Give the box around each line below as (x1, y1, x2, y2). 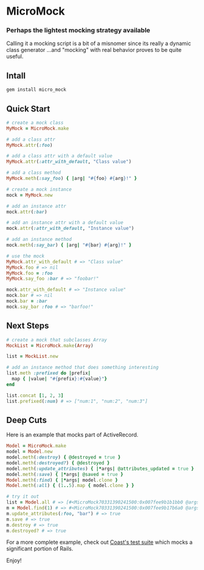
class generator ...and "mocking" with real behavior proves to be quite (6, 46, 182, 54)
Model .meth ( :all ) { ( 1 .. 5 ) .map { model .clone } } (6, 483, 135, 489)
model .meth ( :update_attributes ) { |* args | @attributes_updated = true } (6, 465, 194, 472)
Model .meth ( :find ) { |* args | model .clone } (6, 477, 118, 483)
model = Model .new (6, 449, 53, 455)
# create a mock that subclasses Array (6, 337, 107, 343)
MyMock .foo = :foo (6, 270, 53, 276)
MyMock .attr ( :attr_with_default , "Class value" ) (6, 159, 132, 165)
